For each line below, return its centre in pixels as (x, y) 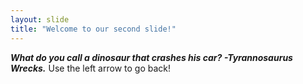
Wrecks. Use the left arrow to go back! (91, 68)
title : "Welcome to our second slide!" (93, 29)
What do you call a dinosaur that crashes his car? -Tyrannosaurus (151, 57)
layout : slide (40, 19)
